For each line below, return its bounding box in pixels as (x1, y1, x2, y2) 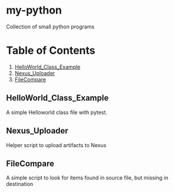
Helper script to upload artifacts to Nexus (6, 141, 107, 148)
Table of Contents (6, 44, 96, 57)
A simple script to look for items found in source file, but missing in (6, 174, 169, 181)
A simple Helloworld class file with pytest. (6, 109, 107, 116)
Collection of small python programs (6, 23, 95, 30)
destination (6, 181, 34, 188)
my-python (6, 4, 62, 17)
